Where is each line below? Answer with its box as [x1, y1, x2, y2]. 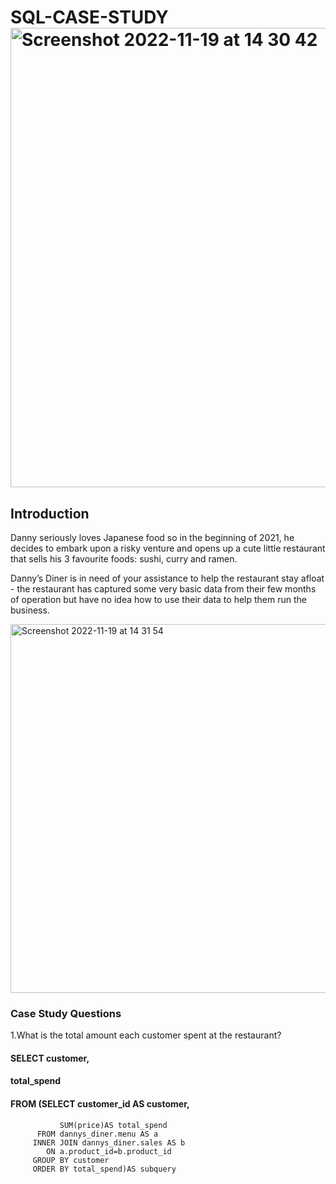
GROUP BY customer [32, 1155, 110, 1165]
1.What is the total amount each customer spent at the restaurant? [10, 1029, 282, 1041]
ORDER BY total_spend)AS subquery [32, 1164, 177, 1174]
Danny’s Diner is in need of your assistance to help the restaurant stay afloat [10, 572, 325, 584]
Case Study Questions [10, 1006, 122, 1020]
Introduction [10, 505, 90, 522]
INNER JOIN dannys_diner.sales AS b [32, 1137, 186, 1148]
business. [10, 604, 50, 616]
